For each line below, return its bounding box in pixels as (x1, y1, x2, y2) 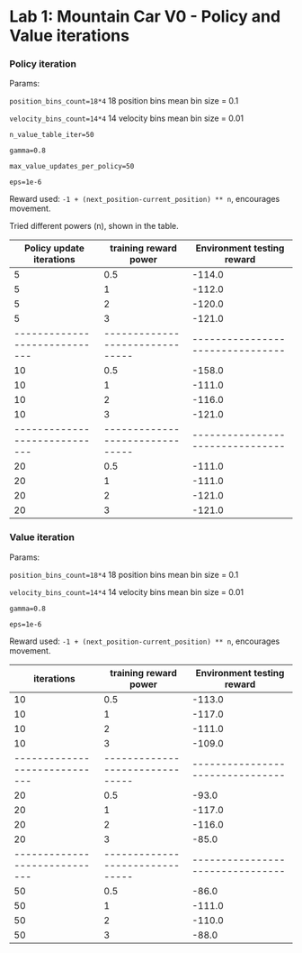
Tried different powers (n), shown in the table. (9, 221, 180, 232)
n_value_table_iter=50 (9, 131, 94, 140)
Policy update (23, 242, 85, 254)
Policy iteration (9, 58, 77, 70)
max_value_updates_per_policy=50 (9, 162, 135, 171)
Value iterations (9, 25, 130, 46)
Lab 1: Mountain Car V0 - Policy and (9, 6, 281, 27)
